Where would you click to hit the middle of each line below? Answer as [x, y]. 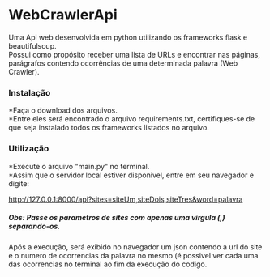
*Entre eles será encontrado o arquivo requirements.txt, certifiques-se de [132, 119]
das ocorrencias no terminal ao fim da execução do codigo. [108, 264]
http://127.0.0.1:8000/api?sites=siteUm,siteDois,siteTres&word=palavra [126, 199]
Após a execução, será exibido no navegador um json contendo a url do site [135, 247]
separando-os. [34, 226]
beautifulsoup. [32, 45]
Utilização [29, 149]
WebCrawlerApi [63, 15]
